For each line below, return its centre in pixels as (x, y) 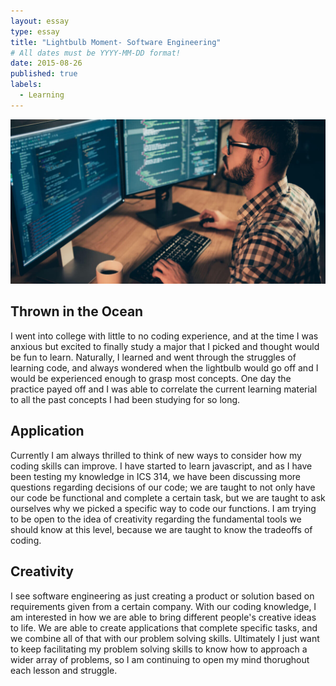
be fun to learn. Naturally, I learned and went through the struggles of (153, 357)
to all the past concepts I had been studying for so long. (125, 399)
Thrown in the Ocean (77, 311)
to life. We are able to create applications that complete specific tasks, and (164, 627)
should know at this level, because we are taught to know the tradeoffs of (161, 529)
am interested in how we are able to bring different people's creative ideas (163, 617)
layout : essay (40, 21)
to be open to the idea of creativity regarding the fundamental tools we (156, 519)
